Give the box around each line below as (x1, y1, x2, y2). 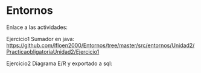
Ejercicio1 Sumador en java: (6, 35, 75, 42)
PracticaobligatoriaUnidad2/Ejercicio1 (6, 48, 100, 55)
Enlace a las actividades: (6, 24, 68, 31)
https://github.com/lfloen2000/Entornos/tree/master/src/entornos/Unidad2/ (6, 42, 195, 49)
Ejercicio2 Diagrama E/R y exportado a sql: (6, 60, 113, 67)
